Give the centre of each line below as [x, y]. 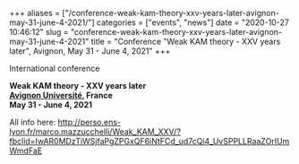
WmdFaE [26, 151]
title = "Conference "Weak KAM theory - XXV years [186, 41]
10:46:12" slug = [39, 32]
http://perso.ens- [89, 122]
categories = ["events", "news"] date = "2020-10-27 [193, 22]
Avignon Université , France [61, 95]
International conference [55, 68]
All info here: [33, 122]
